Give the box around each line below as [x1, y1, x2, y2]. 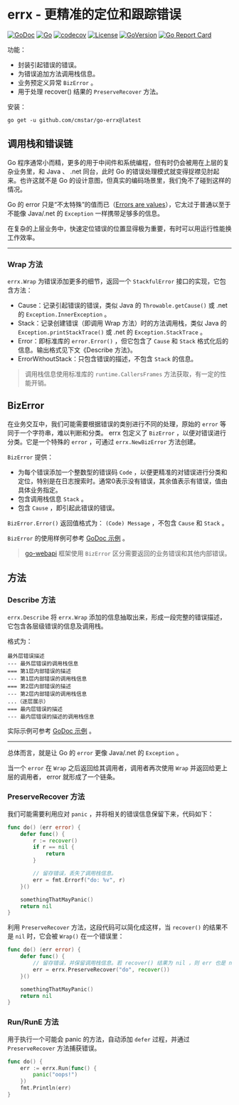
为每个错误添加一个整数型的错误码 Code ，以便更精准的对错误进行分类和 [17, 468, 228, 476]
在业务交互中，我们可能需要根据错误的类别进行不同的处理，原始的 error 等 [7, 419, 226, 428]
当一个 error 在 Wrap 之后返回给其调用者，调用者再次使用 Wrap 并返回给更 [7, 763, 222, 772]
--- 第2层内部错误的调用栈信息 [7, 690, 87, 697]
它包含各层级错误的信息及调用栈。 [7, 622, 107, 630]
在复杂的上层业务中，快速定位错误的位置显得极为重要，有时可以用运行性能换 [7, 224, 232, 233]
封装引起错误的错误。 [17, 60, 80, 69]
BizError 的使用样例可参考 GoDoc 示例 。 [7, 533, 129, 543]
